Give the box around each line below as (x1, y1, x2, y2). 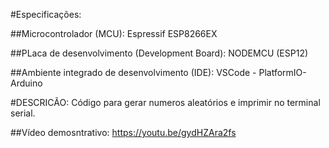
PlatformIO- (258, 67, 307, 78)
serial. (10, 107, 36, 119)
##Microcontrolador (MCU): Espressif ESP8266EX (10, 28, 218, 39)
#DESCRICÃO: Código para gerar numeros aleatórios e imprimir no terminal (10, 97, 321, 108)
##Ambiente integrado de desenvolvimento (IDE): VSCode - (10, 67, 257, 78)
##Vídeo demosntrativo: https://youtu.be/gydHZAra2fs (10, 127, 237, 138)
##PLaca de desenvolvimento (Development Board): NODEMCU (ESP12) (10, 47, 309, 59)
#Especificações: (10, 9, 82, 20)
